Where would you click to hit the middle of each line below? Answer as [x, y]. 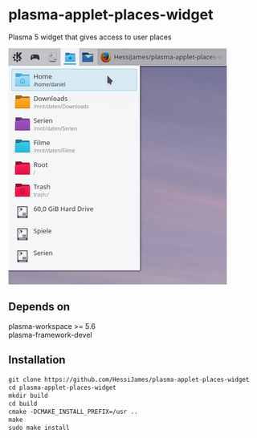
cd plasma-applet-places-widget [62, 387]
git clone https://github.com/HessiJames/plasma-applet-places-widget [129, 379]
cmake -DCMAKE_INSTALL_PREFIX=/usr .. [73, 412]
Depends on [39, 307]
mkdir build [28, 395]
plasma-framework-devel [50, 335]
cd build [23, 404]
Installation [37, 360]
